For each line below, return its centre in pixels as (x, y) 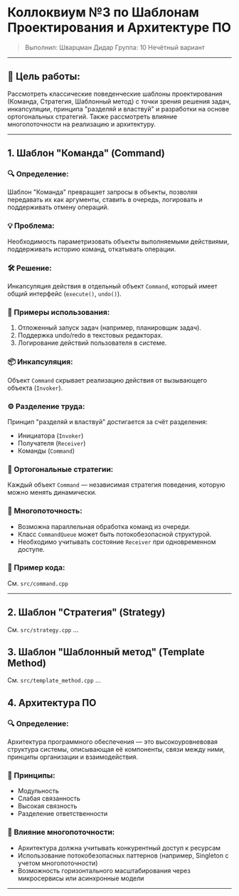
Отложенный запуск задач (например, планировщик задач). (109, 328)
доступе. (31, 549)
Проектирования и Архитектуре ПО (119, 27)
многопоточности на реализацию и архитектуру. (82, 124)
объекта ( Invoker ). (35, 388)
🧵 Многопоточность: (45, 511)
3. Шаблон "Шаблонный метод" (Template (106, 652)
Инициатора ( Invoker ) (51, 436)
